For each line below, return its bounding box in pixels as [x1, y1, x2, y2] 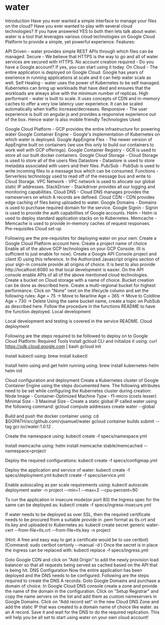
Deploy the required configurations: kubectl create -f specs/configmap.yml [5, 457, 158, 463]
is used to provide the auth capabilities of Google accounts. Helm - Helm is [5, 210, 158, 216]
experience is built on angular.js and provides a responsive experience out [5, 111, 156, 117]
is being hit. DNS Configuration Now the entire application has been [5, 567, 143, 573]
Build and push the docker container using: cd [5, 413, 99, 419]
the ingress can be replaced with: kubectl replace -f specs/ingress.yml [5, 547, 149, 553]
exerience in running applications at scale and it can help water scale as [5, 74, 151, 80]
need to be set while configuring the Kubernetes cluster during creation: [5, 388, 152, 394]
